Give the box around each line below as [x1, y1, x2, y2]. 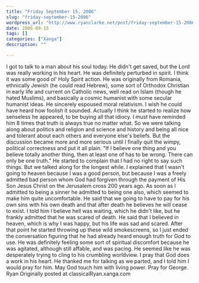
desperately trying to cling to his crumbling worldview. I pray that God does [6, 251, 190, 258]
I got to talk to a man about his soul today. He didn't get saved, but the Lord [6, 63, 190, 70]
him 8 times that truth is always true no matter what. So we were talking [6, 119, 181, 126]
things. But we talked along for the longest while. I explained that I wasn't [6, 163, 185, 170]
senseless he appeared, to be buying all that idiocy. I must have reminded [6, 113, 186, 120]
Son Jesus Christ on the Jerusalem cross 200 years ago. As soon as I [6, 182, 176, 189]
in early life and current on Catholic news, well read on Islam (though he [6, 88, 182, 95]
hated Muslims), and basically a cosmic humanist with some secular [6, 94, 172, 101]
